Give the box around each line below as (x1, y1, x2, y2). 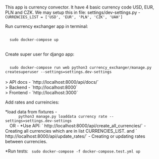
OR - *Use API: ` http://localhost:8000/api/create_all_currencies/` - (9, 123, 146, 128)
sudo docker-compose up (9, 37, 58, 42)
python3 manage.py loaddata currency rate (18, 114, 107, 119)
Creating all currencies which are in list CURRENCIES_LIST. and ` (5, 128, 137, 134)
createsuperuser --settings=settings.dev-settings (5, 69, 112, 74)
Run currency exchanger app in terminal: (5, 23, 88, 29)
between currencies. (5, 139, 48, 144)
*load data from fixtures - (5, 109, 57, 114)
